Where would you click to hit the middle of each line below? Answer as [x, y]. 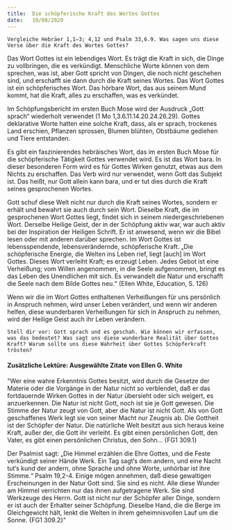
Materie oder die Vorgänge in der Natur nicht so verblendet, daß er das [109, 388]
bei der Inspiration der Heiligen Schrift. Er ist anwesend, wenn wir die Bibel [114, 232]
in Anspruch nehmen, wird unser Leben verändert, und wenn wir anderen [112, 304]
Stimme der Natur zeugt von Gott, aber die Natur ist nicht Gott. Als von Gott [115, 410]
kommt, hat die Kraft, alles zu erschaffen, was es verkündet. [93, 95]
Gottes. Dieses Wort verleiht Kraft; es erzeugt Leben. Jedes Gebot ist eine [113, 261]
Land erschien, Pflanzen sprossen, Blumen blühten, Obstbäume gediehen [113, 131]
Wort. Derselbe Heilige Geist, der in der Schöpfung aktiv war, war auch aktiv [116, 224]
